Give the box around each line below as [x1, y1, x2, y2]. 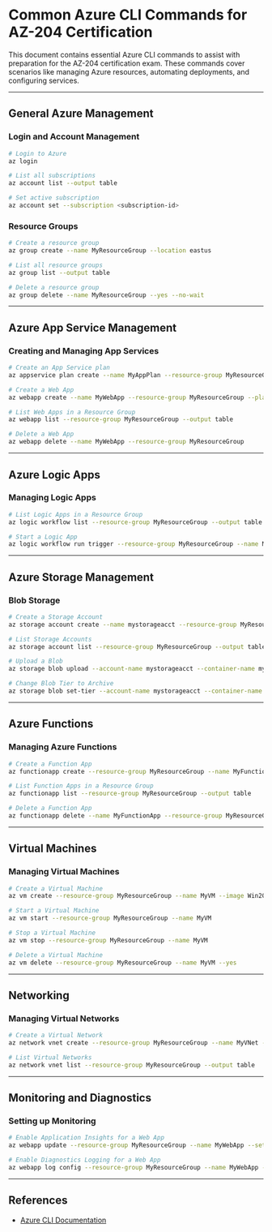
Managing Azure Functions [8, 741, 117, 753]
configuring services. [8, 75, 79, 85]
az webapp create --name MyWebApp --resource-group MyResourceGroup [8, 393, 244, 401]
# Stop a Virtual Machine [8, 929, 96, 938]
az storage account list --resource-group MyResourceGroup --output [8, 642, 244, 650]
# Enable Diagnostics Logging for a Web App [8, 1156, 161, 1165]
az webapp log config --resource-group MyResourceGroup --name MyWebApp [8, 1164, 259, 1172]
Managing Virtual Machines [8, 866, 120, 878]
